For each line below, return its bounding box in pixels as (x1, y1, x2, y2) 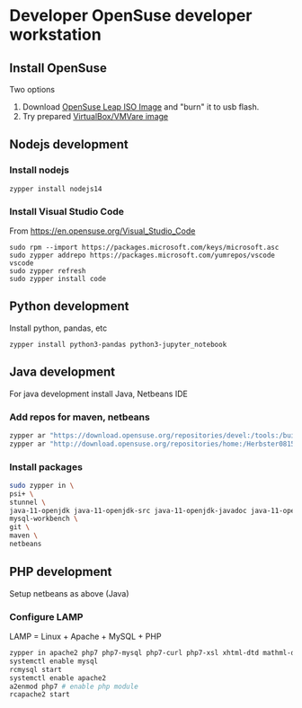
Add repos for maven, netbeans (9, 411, 150, 423)
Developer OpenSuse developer (9, 5, 253, 26)
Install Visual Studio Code (9, 205, 124, 217)
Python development (9, 298, 129, 314)
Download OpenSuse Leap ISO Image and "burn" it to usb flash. (22, 102, 260, 112)
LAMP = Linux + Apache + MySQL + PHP (9, 631, 162, 642)
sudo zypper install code (9, 274, 106, 283)
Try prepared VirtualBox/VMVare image (22, 111, 169, 121)
